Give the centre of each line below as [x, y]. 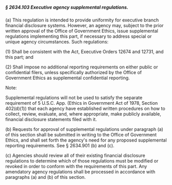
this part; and [20, 57]
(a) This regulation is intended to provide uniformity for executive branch [82, 20]
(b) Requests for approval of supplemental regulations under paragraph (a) [84, 129]
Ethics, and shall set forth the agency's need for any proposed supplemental [86, 140]
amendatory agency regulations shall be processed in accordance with [80, 172]
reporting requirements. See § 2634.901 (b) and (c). [60, 145]
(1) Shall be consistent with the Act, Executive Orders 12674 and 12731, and [84, 52]
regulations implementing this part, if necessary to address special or [79, 36]
